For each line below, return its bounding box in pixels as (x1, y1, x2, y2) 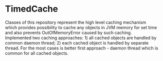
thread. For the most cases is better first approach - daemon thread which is (5, 45, 159, 51)
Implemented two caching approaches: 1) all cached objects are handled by (5, 35, 157, 41)
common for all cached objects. (5, 50, 69, 56)
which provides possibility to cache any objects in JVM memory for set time (5, 24, 157, 30)
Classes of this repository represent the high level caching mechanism (5, 19, 146, 25)
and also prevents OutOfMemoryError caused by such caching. (5, 30, 132, 35)
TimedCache (5, 3, 58, 15)
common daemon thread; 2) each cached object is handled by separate (5, 40, 149, 46)
